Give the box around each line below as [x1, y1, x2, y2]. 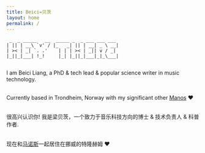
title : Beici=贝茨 [6, 9, 51, 15]
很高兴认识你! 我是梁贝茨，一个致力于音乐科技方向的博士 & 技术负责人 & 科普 [6, 113, 199, 121]
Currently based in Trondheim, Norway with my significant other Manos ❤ [6, 94, 194, 102]
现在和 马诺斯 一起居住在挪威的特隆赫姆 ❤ [6, 140, 110, 147]
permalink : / [6, 20, 40, 26]
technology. [6, 76, 37, 83]
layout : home [6, 15, 40, 21]
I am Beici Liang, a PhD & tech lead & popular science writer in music [6, 69, 180, 76]
